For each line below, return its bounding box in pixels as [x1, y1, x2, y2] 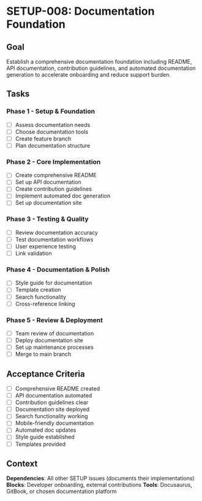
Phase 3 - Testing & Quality [6, 215, 89, 223]
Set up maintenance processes [15, 343, 94, 351]
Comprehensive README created [15, 385, 100, 392]
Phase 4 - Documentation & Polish [6, 266, 110, 274]
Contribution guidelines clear [15, 399, 89, 406]
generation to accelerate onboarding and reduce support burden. [6, 71, 171, 78]
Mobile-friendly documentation [15, 419, 94, 427]
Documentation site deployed [15, 406, 90, 413]
